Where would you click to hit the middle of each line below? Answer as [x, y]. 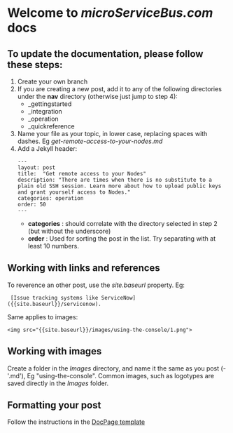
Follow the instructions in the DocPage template [76, 422]
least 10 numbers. [53, 246]
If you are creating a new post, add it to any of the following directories [120, 89]
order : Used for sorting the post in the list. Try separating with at [121, 239]
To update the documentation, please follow [105, 54]
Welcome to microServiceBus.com [110, 13]
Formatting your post [54, 405]
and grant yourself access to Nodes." [74, 192]
